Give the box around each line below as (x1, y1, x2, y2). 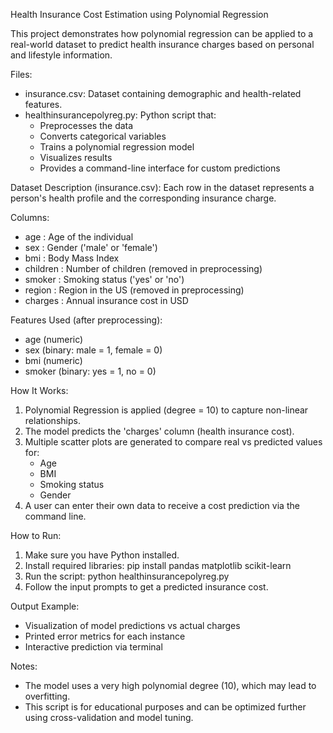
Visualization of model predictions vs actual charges (24, 620, 241, 631)
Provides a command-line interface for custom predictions (39, 162, 281, 174)
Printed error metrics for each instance (24, 630, 186, 642)
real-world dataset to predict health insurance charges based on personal (10, 39, 315, 50)
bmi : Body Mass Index (24, 252, 120, 264)
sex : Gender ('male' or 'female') (24, 242, 158, 253)
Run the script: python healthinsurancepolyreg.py (24, 570, 230, 582)
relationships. (24, 415, 81, 426)
